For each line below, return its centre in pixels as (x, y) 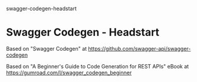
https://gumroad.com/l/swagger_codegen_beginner (69, 73)
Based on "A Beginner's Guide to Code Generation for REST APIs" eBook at (98, 66)
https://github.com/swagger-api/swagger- (139, 48)
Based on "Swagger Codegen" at (47, 48)
